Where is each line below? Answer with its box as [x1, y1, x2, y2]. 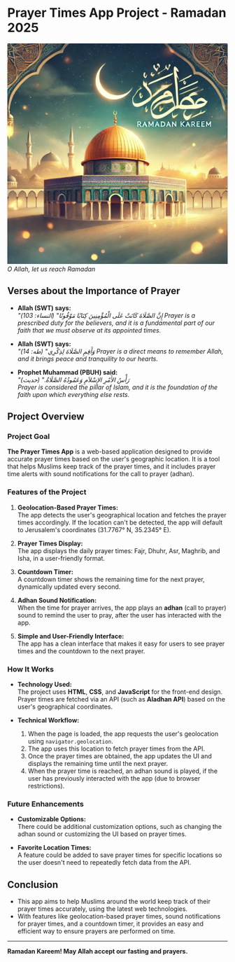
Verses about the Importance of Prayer [7, 285, 180, 297]
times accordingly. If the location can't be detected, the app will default [17, 518, 223, 527]
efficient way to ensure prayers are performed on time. [17, 927, 176, 935]
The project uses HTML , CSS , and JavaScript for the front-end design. [17, 688, 223, 696]
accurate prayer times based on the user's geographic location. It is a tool [7, 455, 220, 463]
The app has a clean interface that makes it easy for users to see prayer [17, 639, 225, 648]
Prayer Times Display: [17, 539, 83, 548]
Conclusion [7, 879, 59, 891]
